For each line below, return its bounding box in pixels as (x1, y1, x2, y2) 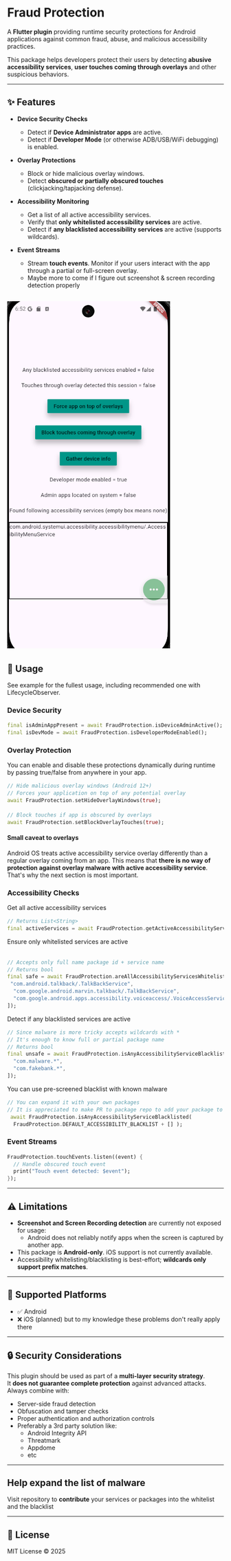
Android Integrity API (27, 1428, 87, 1437)
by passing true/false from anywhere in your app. (7, 768, 147, 777)
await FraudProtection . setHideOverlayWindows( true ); (7, 797, 162, 804)
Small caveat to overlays (7, 834, 79, 842)
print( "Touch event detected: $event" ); (13, 1168, 131, 1175)
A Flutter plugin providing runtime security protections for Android (7, 27, 196, 36)
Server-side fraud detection (16, 1399, 96, 1408)
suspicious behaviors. (7, 70, 69, 78)
